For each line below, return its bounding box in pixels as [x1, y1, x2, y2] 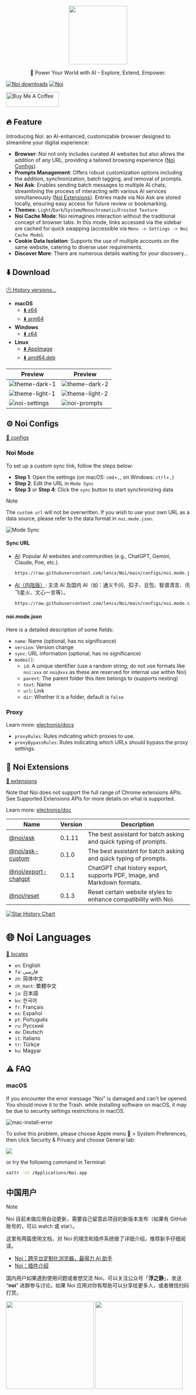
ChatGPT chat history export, [87, 864, 168, 872]
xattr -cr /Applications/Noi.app [6, 1170, 87, 1176]
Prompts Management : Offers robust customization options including [14, 169, 183, 176]
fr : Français [14, 1004, 44, 1011]
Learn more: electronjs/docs [6, 721, 74, 729]
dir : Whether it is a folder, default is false [23, 693, 124, 700]
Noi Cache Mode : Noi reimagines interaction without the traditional [14, 212, 176, 219]
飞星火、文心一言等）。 [14, 589, 69, 596]
